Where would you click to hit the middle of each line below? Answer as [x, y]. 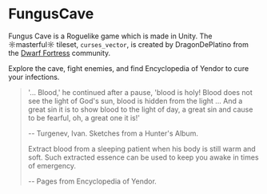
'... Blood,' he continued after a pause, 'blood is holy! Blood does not [140, 92]
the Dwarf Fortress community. [60, 53]
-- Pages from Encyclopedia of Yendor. [92, 181]
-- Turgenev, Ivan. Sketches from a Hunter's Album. [113, 133]
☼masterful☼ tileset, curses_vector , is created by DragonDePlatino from [129, 44]
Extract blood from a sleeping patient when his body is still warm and [141, 148]
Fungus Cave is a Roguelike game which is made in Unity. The [111, 36]
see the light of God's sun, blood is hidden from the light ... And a [135, 101]
